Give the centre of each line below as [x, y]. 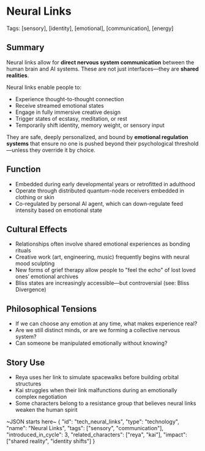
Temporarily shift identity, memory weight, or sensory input [90, 125]
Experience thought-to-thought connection [69, 99]
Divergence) [31, 290]
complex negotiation [41, 397]
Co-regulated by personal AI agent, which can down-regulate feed [99, 203]
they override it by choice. [63, 150]
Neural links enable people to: [44, 87]
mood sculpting [35, 263]
